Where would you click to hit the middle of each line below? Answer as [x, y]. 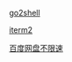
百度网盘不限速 [36, 48]
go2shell [25, 13]
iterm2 [21, 30]
